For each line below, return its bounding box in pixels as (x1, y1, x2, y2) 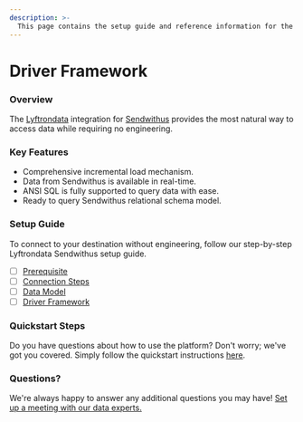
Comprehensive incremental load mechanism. (22, 167, 194, 177)
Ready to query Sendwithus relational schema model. (22, 196, 222, 206)
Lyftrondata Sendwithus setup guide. (9, 248, 147, 259)
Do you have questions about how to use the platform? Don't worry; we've (9, 340, 287, 351)
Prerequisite (22, 265, 68, 276)
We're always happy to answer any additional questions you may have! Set (9, 393, 288, 404)
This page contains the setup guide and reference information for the (17, 22, 294, 31)
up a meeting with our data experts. (9, 402, 142, 413)
